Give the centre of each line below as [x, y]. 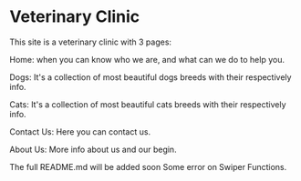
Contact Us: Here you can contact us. [80, 131]
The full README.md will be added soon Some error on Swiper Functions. [148, 166]
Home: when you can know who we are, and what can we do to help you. [147, 59]
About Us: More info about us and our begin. [93, 149]
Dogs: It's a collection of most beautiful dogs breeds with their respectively [150, 77]
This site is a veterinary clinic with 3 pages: [90, 42]
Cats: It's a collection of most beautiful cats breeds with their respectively [148, 104]
